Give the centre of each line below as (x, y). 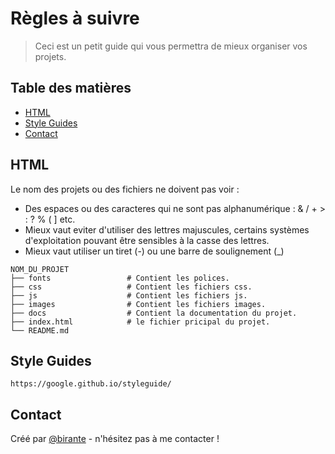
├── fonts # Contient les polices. (120, 278)
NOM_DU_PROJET (40, 269)
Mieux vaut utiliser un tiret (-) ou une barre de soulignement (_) (154, 251)
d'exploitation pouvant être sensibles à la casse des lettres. (147, 240)
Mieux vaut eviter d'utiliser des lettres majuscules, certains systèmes (167, 229)
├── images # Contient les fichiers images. (138, 304)
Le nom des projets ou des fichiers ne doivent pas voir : (125, 189)
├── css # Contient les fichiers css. (131, 287)
